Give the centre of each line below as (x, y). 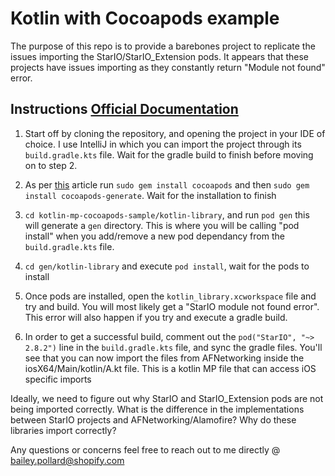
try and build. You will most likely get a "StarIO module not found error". (172, 306)
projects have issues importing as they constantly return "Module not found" (168, 67)
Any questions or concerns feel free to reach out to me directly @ (145, 449)
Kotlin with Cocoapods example (145, 18)
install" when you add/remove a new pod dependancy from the (154, 236)
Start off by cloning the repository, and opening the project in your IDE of (175, 133)
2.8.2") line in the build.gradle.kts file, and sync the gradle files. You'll (173, 347)
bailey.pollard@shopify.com (67, 460)
